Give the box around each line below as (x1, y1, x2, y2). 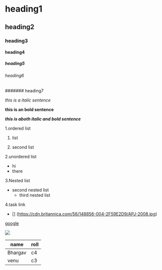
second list (12, 144, 34, 150)
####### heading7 (5, 87, 44, 93)
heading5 (5, 60, 25, 66)
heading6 (5, 73, 24, 79)
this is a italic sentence (5, 97, 51, 103)
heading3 (5, 37, 28, 44)
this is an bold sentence (5, 106, 54, 112)
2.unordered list (5, 153, 37, 159)
